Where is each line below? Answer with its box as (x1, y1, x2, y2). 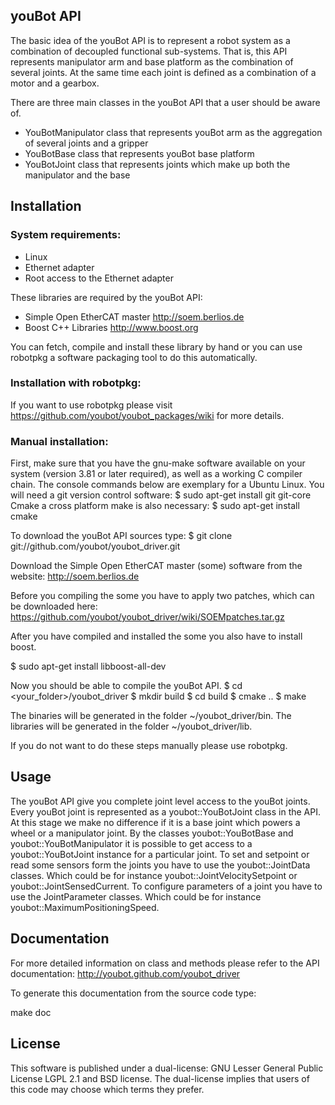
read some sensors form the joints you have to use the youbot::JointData (10, 859, 311, 871)
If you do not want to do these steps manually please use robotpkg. (10, 740, 288, 752)
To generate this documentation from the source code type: (10, 987, 257, 999)
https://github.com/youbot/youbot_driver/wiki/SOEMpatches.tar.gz (10, 611, 285, 623)
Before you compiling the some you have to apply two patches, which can (10, 590, 315, 602)
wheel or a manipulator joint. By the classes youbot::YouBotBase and (10, 827, 294, 839)
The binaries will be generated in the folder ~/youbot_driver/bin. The (10, 710, 292, 722)
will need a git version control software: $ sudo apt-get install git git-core (10, 489, 312, 501)
